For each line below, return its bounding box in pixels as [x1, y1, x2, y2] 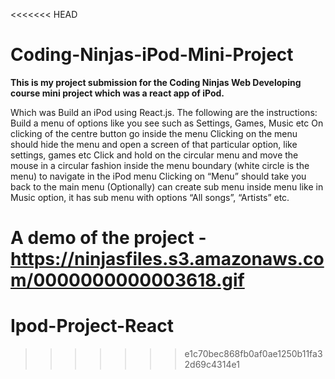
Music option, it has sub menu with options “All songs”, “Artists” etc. [10, 191, 290, 203]
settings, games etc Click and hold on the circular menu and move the [10, 149, 299, 161]
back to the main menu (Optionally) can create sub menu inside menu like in [10, 180, 324, 193]
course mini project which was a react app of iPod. [10, 87, 225, 99]
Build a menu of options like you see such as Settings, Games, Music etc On [10, 117, 324, 129]
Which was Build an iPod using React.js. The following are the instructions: [10, 106, 318, 118]
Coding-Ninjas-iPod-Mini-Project [10, 44, 294, 66]
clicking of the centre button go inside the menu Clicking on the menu [10, 127, 298, 139]
